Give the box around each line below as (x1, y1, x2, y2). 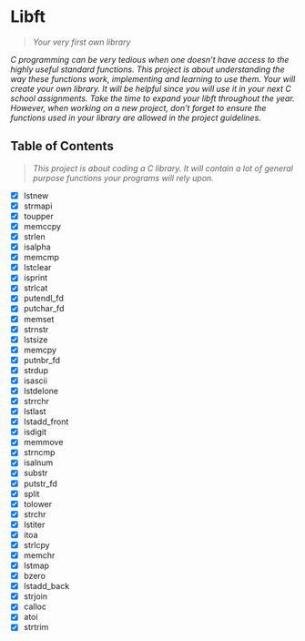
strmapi (23, 200, 53, 211)
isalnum (23, 457, 54, 468)
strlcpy (23, 539, 50, 550)
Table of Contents (10, 138, 115, 154)
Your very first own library (32, 36, 131, 47)
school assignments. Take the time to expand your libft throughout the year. (10, 93, 295, 104)
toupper (23, 210, 54, 221)
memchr (23, 549, 56, 561)
